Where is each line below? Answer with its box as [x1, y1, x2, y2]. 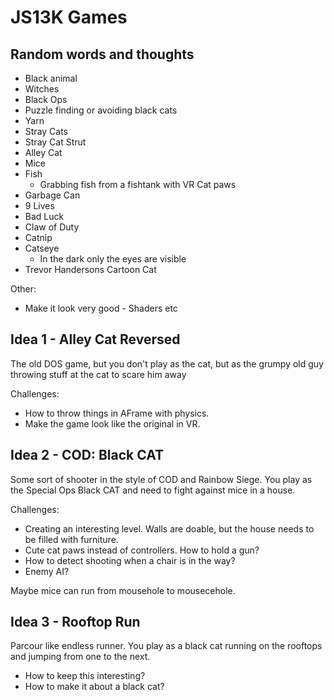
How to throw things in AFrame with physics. [24, 407, 210, 419]
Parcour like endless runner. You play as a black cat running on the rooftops [10, 640, 323, 652]
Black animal [24, 72, 78, 84]
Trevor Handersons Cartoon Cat [24, 264, 157, 275]
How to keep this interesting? [24, 670, 146, 682]
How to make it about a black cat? [24, 681, 165, 693]
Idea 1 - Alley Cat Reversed [10, 331, 181, 348]
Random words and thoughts [10, 46, 195, 63]
